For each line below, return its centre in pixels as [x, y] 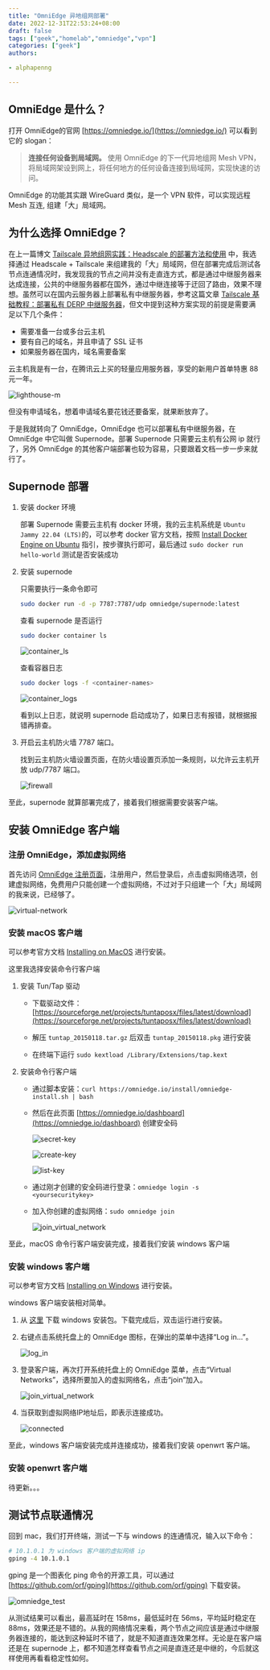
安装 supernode [46, 572]
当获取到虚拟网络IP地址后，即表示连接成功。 [94, 1413]
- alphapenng [30, 68]
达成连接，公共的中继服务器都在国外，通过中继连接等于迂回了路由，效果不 [131, 284]
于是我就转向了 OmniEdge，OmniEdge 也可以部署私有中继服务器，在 [122, 429]
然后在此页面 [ [55, 1113]
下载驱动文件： [57, 1003]
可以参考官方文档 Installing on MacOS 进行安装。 [89, 951]
